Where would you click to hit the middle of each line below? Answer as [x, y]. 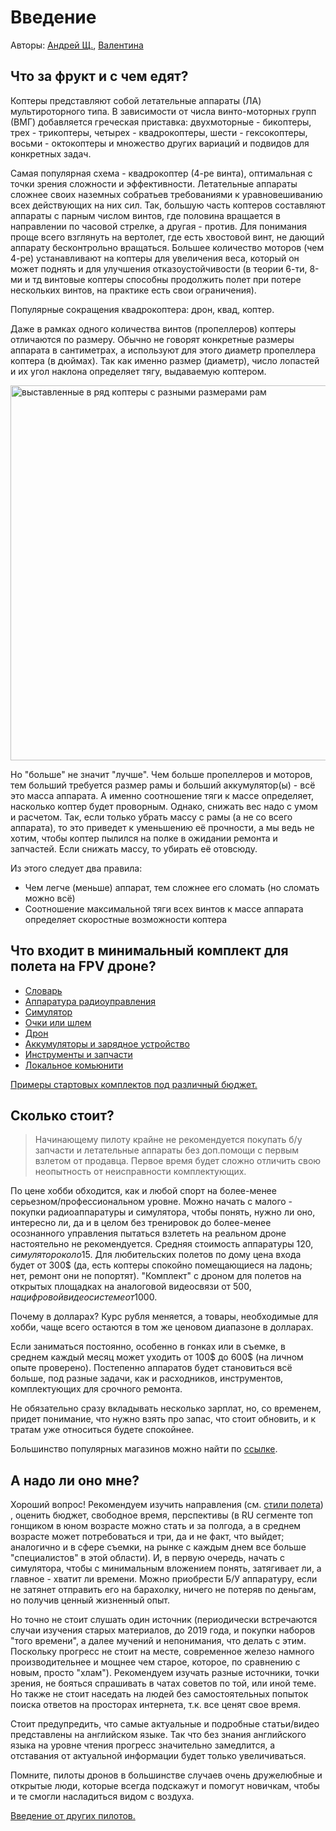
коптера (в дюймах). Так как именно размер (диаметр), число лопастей [165, 360]
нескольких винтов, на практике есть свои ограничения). [133, 290]
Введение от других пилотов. [73, 1816]
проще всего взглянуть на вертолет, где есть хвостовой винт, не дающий [167, 237]
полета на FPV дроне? [83, 966]
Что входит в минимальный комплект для [149, 951]
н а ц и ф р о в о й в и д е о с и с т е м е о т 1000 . [84, 1297]
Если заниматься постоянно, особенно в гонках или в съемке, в [148, 1347]
